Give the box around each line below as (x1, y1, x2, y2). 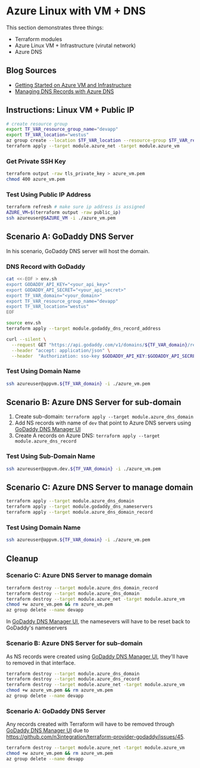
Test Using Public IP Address (6, 190, 91, 198)
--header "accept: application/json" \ (11, 348, 111, 354)
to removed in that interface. (6, 659, 76, 666)
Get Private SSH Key (6, 157, 67, 165)
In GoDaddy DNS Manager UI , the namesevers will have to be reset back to (6, 618, 190, 625)
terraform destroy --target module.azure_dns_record (6, 676, 140, 682)
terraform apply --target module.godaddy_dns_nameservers (6, 503, 153, 510)
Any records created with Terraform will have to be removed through (6, 721, 174, 728)
